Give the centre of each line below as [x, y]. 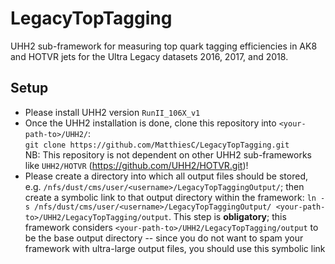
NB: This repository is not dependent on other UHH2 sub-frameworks [168, 154]
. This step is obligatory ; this [227, 216]
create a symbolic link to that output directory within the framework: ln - [175, 197]
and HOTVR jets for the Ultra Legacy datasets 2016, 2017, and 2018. [149, 56]
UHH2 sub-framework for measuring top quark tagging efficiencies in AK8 [164, 46]
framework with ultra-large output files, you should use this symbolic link [175, 248]
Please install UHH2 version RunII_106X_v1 [112, 112]
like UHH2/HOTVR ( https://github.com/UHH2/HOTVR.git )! [136, 165]
